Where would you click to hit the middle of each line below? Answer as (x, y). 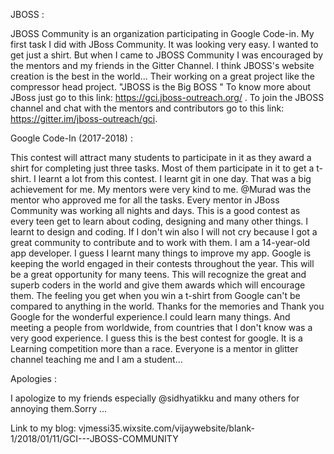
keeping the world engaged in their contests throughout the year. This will (162, 263)
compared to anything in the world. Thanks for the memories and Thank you (167, 306)
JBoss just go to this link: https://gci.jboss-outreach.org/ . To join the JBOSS (167, 97)
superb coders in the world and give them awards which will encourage (158, 285)
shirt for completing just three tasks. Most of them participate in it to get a (162, 168)
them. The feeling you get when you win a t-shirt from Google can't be (155, 295)
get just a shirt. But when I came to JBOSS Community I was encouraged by (167, 55)
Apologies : (33, 378)
